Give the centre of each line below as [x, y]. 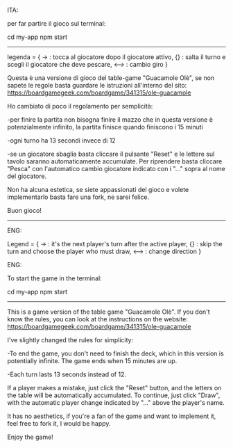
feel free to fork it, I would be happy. [59, 423]
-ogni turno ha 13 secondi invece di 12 [61, 141]
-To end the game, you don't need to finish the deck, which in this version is [115, 353]
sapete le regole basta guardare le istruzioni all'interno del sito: [97, 85]
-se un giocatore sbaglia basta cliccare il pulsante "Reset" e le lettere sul [111, 154]
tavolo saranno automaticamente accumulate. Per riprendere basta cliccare [115, 161]
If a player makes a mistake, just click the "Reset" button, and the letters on [114, 388]
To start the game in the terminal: [54, 278]
